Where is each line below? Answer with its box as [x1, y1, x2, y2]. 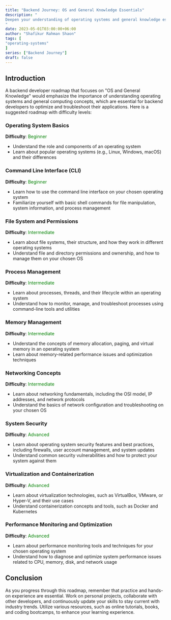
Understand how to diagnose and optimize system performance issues [12, 553, 162, 560]
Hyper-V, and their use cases [12, 497, 74, 503]
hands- [148, 587, 163, 593]
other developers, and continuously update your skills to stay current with [5, 598, 160, 604]
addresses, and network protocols [12, 396, 85, 402]
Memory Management [5, 319, 62, 326]
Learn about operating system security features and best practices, [12, 442, 154, 448]
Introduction [5, 74, 46, 82]
